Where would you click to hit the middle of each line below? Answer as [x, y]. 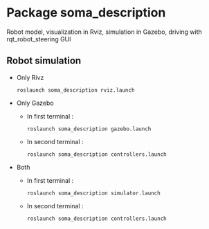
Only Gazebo [35, 103]
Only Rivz [30, 77]
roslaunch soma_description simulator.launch [93, 193]
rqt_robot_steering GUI [39, 39]
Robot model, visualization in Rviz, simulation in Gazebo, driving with [104, 32]
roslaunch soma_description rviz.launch [75, 90]
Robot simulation [44, 61]
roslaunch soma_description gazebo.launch [89, 129]
